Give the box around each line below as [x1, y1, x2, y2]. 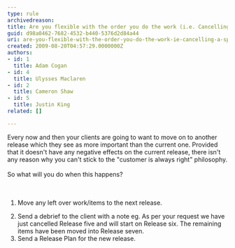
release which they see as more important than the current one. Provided [7, 140, 218, 149]
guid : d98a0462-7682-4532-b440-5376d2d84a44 [7, 29, 139, 37]
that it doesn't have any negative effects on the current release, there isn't [7, 147, 221, 156]
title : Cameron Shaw [13, 88, 73, 95]
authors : [7, 50, 33, 57]
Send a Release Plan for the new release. [17, 234, 136, 242]
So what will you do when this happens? [7, 170, 124, 178]
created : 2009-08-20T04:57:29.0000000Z [7, 43, 124, 50]
